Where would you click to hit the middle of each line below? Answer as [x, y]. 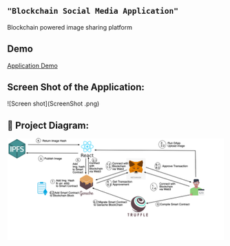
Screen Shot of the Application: [76, 87]
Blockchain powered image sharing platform [70, 27]
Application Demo [33, 65]
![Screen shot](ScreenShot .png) [53, 104]
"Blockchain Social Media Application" [93, 11]
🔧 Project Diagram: [48, 125]
